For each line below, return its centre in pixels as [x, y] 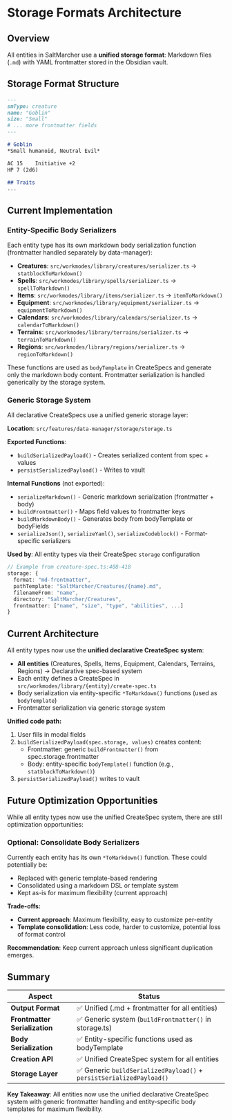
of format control [41, 935]
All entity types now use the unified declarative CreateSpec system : [106, 650]
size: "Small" [28, 119]
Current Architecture [53, 633]
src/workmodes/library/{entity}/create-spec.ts [87, 686]
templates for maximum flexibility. [55, 1109]
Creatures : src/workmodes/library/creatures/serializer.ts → [107, 266]
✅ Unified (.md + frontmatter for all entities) [147, 1008]
